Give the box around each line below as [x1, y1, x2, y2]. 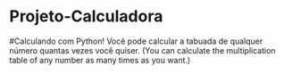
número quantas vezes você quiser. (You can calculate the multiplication [9, 45, 276, 55]
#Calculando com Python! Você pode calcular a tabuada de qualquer [9, 36, 263, 46]
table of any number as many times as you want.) [9, 54, 191, 65]
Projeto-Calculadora [9, 6, 163, 27]
